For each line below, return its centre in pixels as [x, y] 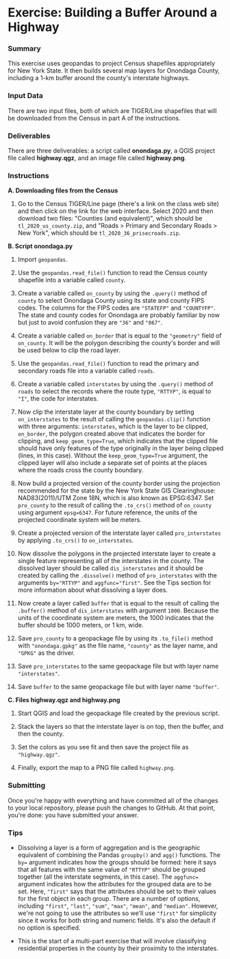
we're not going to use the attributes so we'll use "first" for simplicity [117, 913]
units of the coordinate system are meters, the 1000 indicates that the [116, 618]
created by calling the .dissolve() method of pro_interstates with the [117, 575]
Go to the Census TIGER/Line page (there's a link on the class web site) [118, 204]
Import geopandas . [42, 260]
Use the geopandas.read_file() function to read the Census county [113, 273]
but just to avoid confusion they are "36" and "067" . [90, 323]
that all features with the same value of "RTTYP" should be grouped [112, 869]
